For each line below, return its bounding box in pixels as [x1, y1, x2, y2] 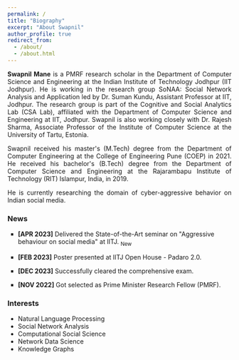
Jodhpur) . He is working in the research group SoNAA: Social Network [7, 85, 232, 93]
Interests [7, 298, 39, 308]
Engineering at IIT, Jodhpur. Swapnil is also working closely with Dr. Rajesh [7, 115, 232, 123]
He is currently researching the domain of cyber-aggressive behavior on [7, 188, 232, 197]
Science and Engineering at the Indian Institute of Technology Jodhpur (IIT [7, 77, 232, 86]
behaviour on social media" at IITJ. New [17, 237, 132, 247]
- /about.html [14, 51, 55, 58]
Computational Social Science [17, 329, 106, 339]
